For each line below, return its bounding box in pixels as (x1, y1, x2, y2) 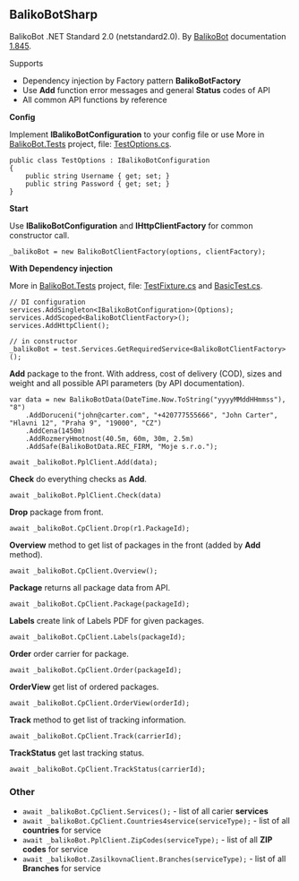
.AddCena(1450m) (25, 426, 87, 436)
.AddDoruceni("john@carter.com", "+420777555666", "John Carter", (25, 410, 278, 419)
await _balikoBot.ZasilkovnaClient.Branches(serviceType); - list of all (21, 853, 286, 864)
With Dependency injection (9, 263, 114, 273)
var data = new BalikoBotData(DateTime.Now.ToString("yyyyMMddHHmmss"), (9, 394, 286, 404)
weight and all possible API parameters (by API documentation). (9, 377, 244, 388)
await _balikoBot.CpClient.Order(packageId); (9, 665, 182, 675)
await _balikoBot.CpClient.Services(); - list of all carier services (21, 806, 269, 816)
